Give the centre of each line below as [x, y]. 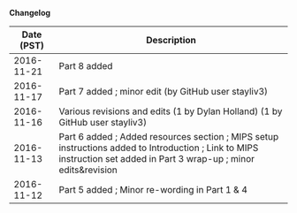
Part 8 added [86, 66]
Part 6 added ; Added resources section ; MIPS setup [169, 137]
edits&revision [88, 170]
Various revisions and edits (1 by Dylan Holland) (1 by [171, 111]
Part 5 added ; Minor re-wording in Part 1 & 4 [153, 190]
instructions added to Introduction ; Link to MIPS [159, 148]
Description [171, 40]
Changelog [30, 13]
